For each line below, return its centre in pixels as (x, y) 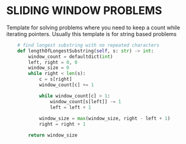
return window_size (53, 135)
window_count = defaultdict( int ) (71, 56)
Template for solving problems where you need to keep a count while (93, 27)
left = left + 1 (70, 107)
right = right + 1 (62, 124)
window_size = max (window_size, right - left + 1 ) (105, 119)
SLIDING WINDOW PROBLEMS (84, 11)
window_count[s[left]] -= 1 (85, 101)
